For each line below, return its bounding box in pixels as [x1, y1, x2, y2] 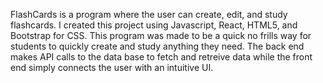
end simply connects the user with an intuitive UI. [10, 62, 214, 73]
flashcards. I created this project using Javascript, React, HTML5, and [10, 19, 298, 31]
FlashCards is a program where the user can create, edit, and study [10, 9, 288, 20]
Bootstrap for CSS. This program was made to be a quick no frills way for [10, 30, 312, 41]
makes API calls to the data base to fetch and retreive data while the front [10, 51, 313, 63]
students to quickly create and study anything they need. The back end [10, 40, 305, 52]
